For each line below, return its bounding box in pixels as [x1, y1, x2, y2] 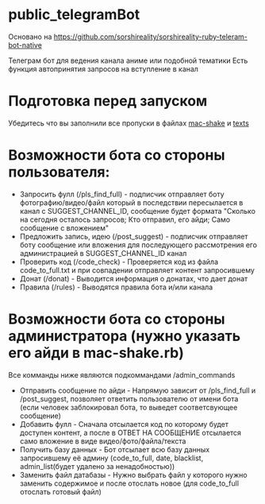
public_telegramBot [8, 6, 140, 24]
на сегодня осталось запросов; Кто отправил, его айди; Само [19, 215, 231, 224]
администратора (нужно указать [8, 328, 240, 345]
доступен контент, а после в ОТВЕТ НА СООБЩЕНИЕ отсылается [19, 428, 242, 437]
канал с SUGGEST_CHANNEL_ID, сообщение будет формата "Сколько [19, 206, 256, 215]
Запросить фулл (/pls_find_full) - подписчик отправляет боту [19, 189, 225, 199]
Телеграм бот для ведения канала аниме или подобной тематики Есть [8, 56, 248, 65]
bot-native [8, 40, 42, 49]
